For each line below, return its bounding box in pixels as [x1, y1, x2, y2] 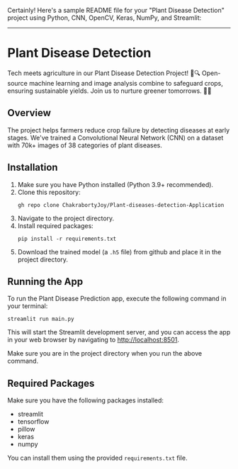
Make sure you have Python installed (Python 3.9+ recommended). [17, 180, 214, 188]
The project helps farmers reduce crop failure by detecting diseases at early [7, 125, 230, 134]
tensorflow [17, 417, 50, 426]
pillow [17, 425, 35, 434]
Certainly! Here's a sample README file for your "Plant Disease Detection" [7, 6, 225, 14]
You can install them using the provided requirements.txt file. [7, 453, 188, 463]
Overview [7, 107, 52, 119]
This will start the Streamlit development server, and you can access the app [7, 328, 231, 337]
